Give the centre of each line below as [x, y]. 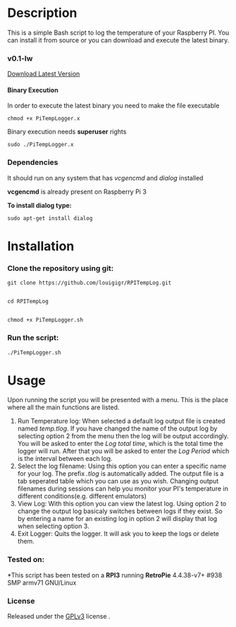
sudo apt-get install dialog [50, 218]
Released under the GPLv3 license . [59, 616]
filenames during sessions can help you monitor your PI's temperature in [123, 488]
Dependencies [33, 163]
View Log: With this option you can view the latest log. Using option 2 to [122, 504]
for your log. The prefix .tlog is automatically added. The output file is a [120, 474]
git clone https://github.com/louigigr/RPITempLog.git [89, 283]
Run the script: [33, 338]
